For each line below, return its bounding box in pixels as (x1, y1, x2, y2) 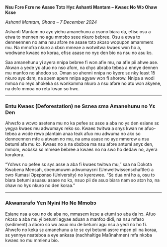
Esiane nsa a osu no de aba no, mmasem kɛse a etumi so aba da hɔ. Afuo (5, 211, 156, 217)
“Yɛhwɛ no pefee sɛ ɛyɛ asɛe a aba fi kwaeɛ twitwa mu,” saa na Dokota (5, 161, 153, 168)
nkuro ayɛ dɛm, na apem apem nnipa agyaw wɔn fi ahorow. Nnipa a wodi (5, 75, 155, 81)
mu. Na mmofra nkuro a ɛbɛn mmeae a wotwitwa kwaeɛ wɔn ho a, (5, 45, 142, 50)
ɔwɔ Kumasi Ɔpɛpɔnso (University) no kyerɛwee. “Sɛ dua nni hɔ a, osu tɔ (5, 172, 155, 178)
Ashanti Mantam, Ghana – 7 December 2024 (5, 19, 97, 25)
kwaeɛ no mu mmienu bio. (5, 237, 59, 243)
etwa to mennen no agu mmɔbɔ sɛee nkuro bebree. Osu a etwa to (5, 34, 141, 40)
